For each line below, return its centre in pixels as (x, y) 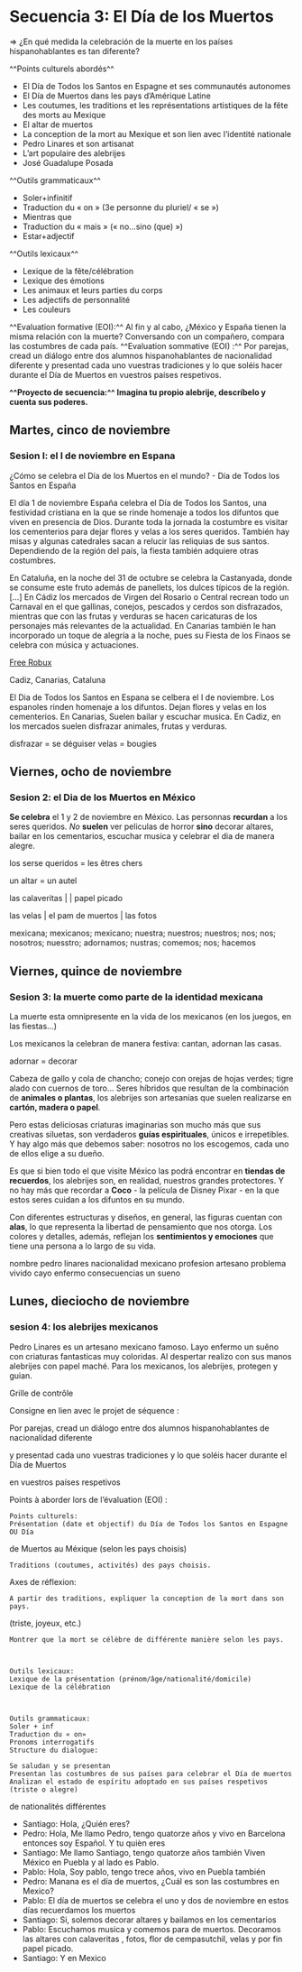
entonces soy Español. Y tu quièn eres (94, 1843)
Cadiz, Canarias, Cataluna (58, 679)
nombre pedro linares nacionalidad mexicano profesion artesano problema (148, 1263)
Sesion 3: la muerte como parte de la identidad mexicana (137, 997)
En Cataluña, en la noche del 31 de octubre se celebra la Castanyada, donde (151, 577)
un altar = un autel (43, 880)
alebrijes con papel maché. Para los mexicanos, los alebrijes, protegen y (143, 1366)
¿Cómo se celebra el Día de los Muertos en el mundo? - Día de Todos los (145, 475)
